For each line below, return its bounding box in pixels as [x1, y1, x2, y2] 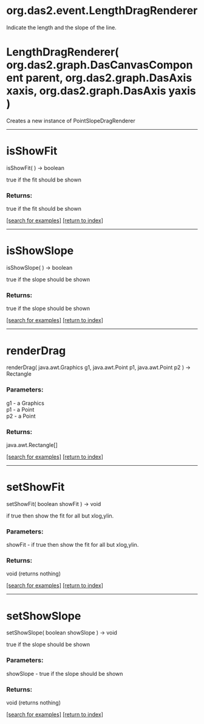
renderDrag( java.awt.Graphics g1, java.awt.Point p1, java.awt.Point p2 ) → [6, 364, 191, 371]
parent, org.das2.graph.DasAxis [25, 71, 192, 85]
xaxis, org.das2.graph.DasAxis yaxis [6, 84, 196, 98]
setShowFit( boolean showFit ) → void [6, 500, 101, 507]
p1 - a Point [6, 406, 35, 413]
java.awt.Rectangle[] [6, 441, 58, 448]
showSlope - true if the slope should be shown [6, 670, 123, 677]
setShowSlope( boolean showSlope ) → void [6, 629, 117, 636]
